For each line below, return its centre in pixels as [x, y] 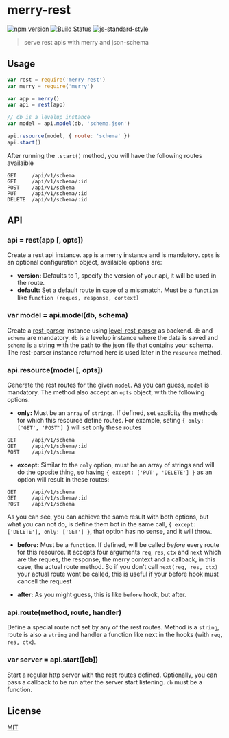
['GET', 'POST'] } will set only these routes [79, 427]
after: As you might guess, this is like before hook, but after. [101, 595]
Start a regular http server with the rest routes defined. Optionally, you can [112, 675]
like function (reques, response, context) [78, 298]
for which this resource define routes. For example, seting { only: [110, 421]
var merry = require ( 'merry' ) [50, 86]
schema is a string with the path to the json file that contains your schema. [110, 345]
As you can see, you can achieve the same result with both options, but [108, 517]
